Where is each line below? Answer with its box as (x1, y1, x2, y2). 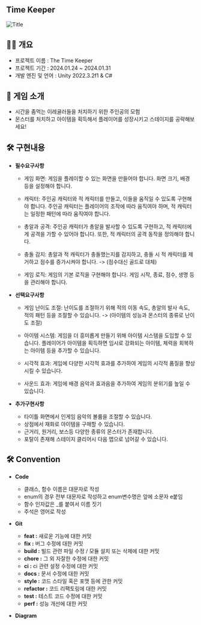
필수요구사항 (14, 162, 45, 169)
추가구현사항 (14, 400, 45, 407)
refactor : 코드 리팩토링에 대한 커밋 (23, 585, 107, 593)
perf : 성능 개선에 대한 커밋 (23, 600, 88, 608)
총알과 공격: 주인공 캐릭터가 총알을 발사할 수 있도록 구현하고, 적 (23, 223, 171, 230)
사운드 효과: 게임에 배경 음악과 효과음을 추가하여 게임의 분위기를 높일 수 (23, 380, 191, 387)
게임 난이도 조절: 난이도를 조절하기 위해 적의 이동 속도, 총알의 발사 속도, (23, 304, 190, 311)
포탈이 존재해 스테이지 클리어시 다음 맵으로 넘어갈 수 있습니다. (23, 436, 168, 443)
